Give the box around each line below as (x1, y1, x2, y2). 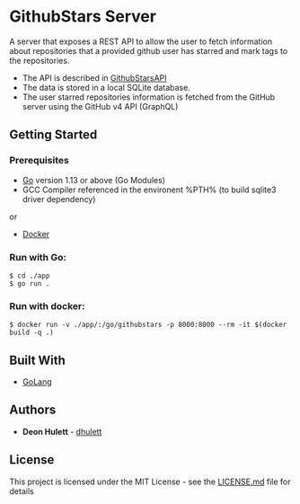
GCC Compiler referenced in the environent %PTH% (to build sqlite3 (22, 184, 277, 195)
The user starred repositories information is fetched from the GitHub (22, 92, 276, 102)
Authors (9, 402, 57, 418)
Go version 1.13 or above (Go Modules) (22, 174, 166, 185)
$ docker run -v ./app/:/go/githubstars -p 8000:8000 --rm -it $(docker (9, 321, 287, 330)
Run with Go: (9, 251, 67, 263)
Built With (9, 352, 66, 367)
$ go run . (9, 279, 50, 288)
